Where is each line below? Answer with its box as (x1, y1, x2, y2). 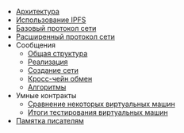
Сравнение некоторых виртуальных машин (27, 99, 176, 108)
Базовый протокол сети (15, 24, 97, 32)
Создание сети (27, 66, 79, 74)
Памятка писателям (15, 116, 85, 125)
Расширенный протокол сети (15, 32, 115, 41)
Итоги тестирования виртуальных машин (27, 108, 168, 117)
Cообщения (15, 40, 56, 50)
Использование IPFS (15, 15, 86, 25)
